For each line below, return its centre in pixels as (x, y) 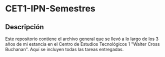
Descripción (24, 27)
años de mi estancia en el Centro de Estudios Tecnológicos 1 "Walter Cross (82, 44)
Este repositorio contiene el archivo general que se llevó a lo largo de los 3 (82, 39)
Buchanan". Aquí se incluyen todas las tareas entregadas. (64, 49)
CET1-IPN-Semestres (50, 9)
